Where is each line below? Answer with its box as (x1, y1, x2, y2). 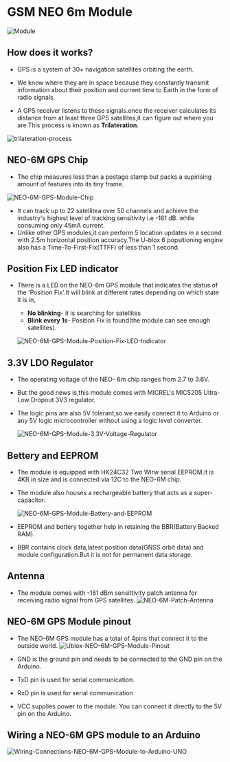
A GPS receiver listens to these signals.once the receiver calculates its (16, 106, 216, 114)
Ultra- (203, 389, 220, 397)
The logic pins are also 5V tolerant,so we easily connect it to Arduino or (16, 409, 220, 417)
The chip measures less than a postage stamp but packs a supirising (16, 173, 212, 181)
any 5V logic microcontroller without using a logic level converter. (16, 417, 203, 425)
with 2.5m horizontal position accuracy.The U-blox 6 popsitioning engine (16, 235, 223, 244)
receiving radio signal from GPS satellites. (16, 596, 136, 604)
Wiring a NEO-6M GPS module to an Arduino (7, 730, 201, 741)
